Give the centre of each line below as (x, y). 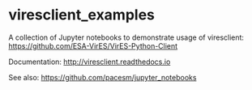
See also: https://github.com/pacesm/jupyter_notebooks (103, 77)
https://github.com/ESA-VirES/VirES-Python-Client (93, 45)
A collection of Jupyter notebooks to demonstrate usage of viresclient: (126, 37)
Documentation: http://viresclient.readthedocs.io (90, 62)
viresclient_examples (82, 15)
